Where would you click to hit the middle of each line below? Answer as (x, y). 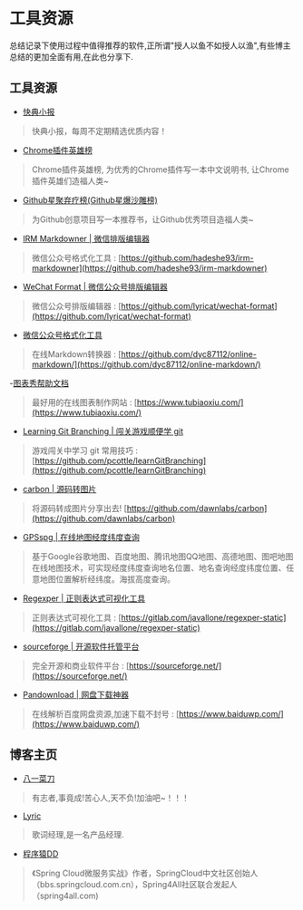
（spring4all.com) (65, 895)
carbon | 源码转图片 (59, 489)
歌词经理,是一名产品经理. (78, 834)
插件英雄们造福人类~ (70, 180)
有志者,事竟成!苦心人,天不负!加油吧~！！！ (111, 798)
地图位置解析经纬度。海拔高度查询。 (107, 579)
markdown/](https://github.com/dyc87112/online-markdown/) (146, 364)
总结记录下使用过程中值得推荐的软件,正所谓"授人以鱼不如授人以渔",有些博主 (150, 45)
